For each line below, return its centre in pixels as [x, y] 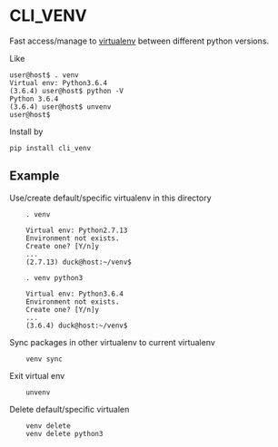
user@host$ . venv [44, 75]
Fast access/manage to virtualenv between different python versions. [139, 41]
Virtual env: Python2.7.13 [77, 230]
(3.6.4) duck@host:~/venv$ [77, 326]
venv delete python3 [65, 433]
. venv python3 [55, 277]
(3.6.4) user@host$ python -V [67, 91]
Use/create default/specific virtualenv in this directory [110, 198]
